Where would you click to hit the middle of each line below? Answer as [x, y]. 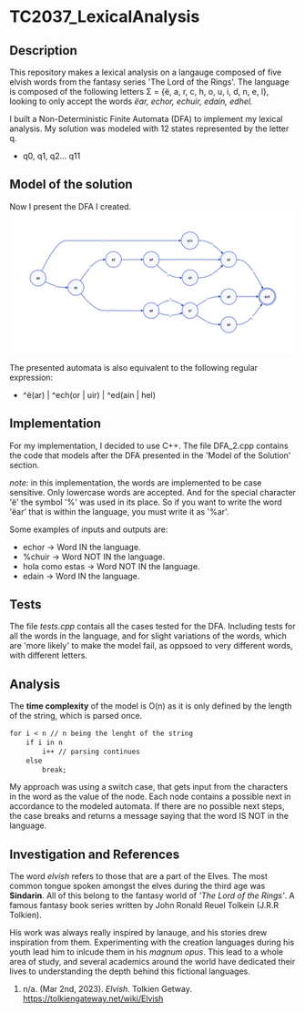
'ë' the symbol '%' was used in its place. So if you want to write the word [146, 502]
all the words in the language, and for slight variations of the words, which [148, 636]
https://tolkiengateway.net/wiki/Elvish [93, 998]
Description [43, 51]
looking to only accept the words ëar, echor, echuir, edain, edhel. [131, 101]
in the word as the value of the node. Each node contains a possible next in [150, 797]
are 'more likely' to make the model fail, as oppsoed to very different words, [151, 646]
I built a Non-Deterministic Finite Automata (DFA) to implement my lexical [146, 119]
